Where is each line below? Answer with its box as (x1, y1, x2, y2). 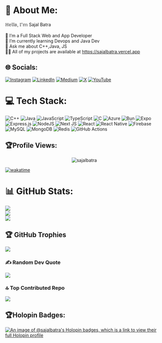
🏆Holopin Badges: (5, 311, 66, 319)
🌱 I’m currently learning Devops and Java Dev (5, 38, 100, 44)
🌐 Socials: (5, 63, 38, 72)
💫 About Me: (5, 5, 58, 16)
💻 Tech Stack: (5, 95, 67, 106)
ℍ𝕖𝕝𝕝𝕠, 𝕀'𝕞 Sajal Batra (5, 21, 51, 27)
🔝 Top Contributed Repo (5, 285, 65, 292)
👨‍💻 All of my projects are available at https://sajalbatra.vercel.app (5, 48, 140, 54)
